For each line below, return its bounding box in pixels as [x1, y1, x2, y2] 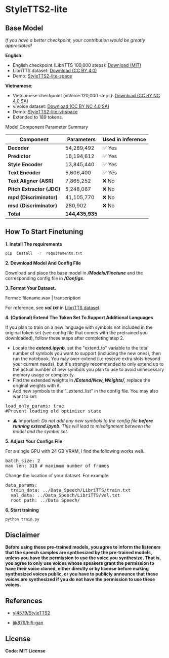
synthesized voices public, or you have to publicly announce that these [5, 571, 158, 577]
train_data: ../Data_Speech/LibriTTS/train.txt [10, 487, 131, 493]
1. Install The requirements [5, 241, 62, 247]
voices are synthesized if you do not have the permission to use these [5, 576, 155, 583]
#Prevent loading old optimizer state [5, 408, 102, 414]
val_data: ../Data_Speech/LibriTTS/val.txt [10, 492, 120, 498]
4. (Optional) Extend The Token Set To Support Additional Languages [5, 314, 153, 320]
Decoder [8, 144, 29, 151]
